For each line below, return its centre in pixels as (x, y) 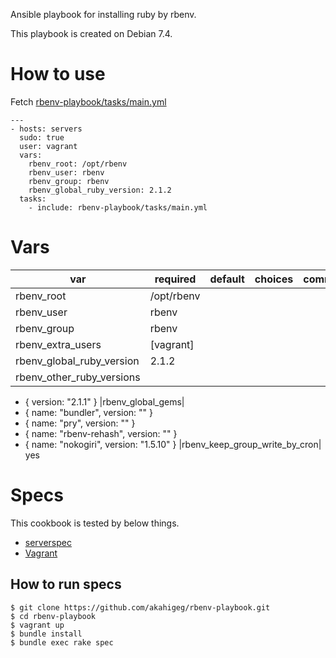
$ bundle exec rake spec (62, 642)
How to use (58, 74)
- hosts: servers (46, 129)
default (227, 279)
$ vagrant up (37, 625)
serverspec (48, 542)
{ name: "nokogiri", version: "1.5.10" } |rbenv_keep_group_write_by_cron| (173, 444)
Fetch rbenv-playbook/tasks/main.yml (88, 101)
